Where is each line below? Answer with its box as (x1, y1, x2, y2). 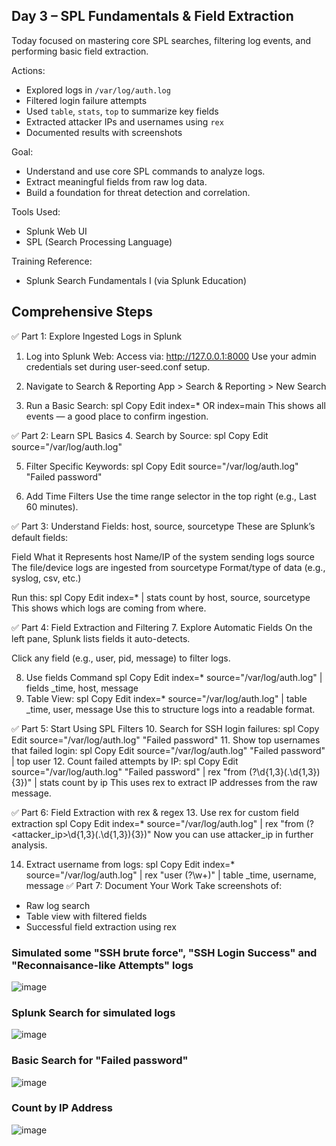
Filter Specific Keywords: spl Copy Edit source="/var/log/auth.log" (25, 460, 299, 472)
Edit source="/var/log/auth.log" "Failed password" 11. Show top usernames (11, 734, 321, 746)
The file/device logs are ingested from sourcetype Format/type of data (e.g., (11, 561, 326, 573)
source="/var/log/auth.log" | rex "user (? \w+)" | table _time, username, (25, 869, 317, 881)
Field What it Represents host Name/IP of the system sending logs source (11, 550, 315, 563)
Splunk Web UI (25, 225, 88, 237)
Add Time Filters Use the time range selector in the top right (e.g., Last (25, 490, 317, 502)
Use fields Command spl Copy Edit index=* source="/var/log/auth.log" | (25, 671, 323, 683)
